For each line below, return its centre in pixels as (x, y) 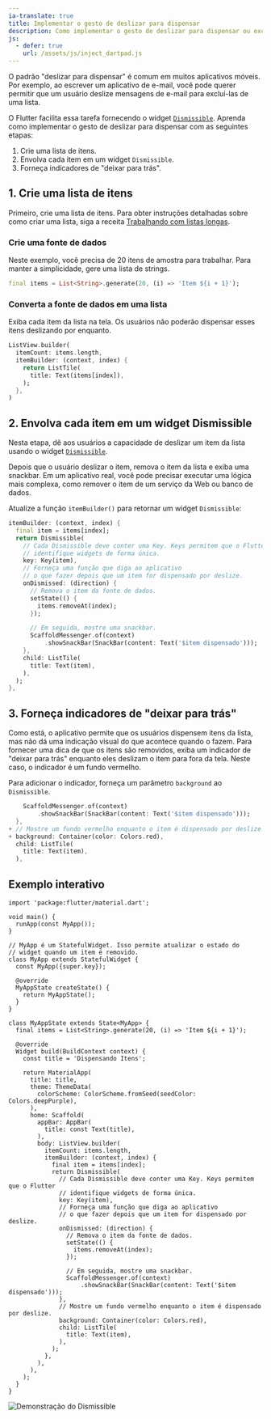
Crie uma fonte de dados (58, 242)
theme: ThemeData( (60, 1086)
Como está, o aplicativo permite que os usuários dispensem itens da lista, (131, 733)
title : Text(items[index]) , (77, 375)
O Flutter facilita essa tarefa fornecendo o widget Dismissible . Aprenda (127, 118)
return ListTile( (52, 368)
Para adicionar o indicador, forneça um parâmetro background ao (115, 783)
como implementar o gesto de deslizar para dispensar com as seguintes (128, 127)
